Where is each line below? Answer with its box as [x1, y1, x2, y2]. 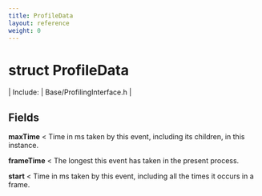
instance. [8, 141, 39, 150]
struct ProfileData [8, 61, 130, 79]
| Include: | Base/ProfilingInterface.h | [8, 87, 132, 97]
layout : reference [8, 19, 70, 27]
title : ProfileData [8, 11, 74, 20]
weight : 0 [8, 26, 42, 34]
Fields [8, 110, 40, 124]
